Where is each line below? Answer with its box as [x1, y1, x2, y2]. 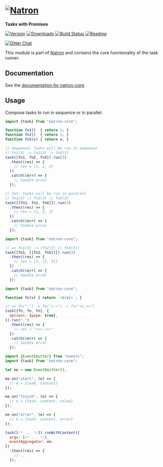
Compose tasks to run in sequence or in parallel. [5, 110, 103, 115]
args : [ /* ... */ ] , [9, 435, 49, 440]
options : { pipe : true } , [9, 313, 58, 318]
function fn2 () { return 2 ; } [5, 133, 69, 137]
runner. [5, 55, 20, 61]
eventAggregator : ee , [9, 440, 54, 444]
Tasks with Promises [5, 21, 48, 27]
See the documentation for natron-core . [5, 82, 86, 88]
